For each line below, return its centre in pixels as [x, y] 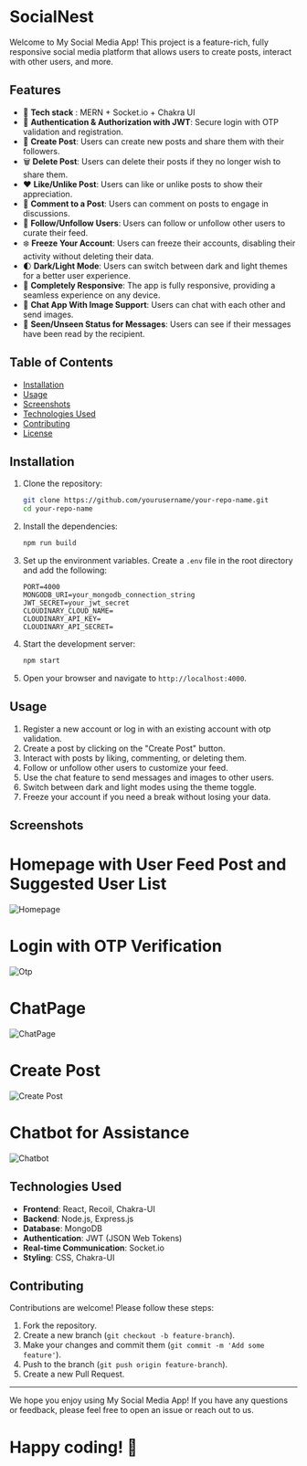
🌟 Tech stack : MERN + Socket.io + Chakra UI [109, 112]
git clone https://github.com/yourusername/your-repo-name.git [146, 501]
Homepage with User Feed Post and [148, 865]
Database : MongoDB [63, 1228]
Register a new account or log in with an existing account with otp [147, 729]
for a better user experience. [76, 275]
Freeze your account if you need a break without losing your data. [147, 796]
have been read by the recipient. [84, 333]
